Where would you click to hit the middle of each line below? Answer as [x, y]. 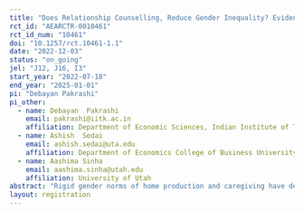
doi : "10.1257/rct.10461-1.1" [66, 43]
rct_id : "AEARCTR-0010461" [60, 26]
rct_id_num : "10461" [48, 34]
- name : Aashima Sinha [60, 161]
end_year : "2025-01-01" [54, 85]
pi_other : [28, 102]
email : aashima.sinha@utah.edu [85, 169]
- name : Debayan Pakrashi [68, 111]
